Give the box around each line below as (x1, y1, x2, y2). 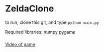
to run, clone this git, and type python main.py (5, 19, 100, 25)
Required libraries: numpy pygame (5, 29, 76, 35)
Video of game (5, 41, 36, 47)
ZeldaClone (5, 3, 54, 14)
